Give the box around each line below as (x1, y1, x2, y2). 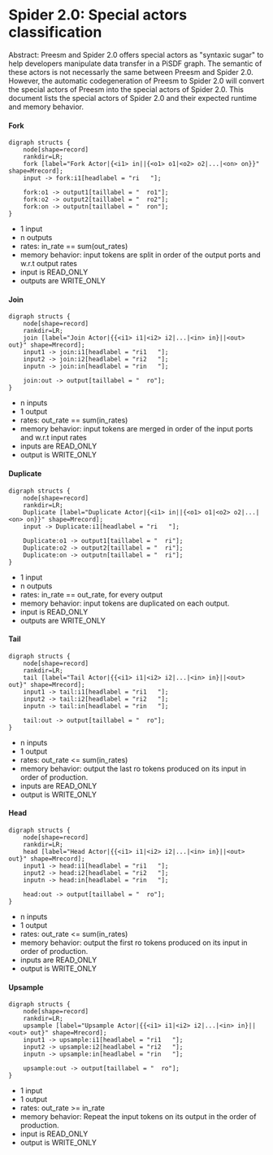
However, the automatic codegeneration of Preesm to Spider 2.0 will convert (8, 76, 265, 85)
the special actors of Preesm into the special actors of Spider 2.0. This (8, 84, 244, 94)
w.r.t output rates (19, 259, 77, 269)
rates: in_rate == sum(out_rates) (19, 242, 128, 252)
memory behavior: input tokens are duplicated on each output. (19, 598, 230, 608)
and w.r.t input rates (19, 433, 88, 443)
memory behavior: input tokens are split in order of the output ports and (19, 250, 261, 260)
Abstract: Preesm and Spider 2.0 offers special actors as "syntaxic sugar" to (8, 50, 264, 59)
